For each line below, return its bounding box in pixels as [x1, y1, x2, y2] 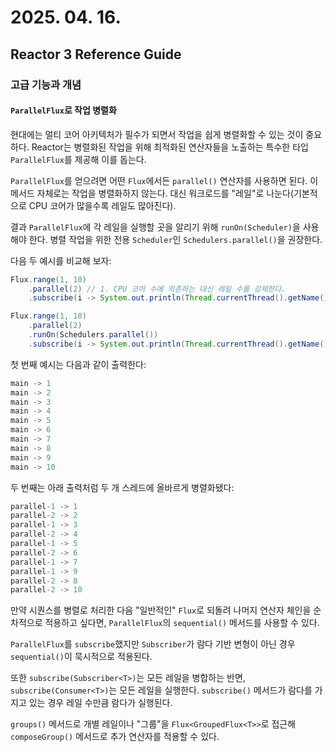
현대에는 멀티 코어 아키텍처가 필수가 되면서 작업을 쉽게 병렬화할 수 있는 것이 [10, 128, 304, 140]
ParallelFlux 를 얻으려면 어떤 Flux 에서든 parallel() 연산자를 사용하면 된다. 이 [10, 174, 319, 186]
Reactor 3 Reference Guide [10, 46, 182, 63]
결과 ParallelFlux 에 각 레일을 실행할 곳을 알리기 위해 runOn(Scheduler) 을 [10, 221, 301, 233]
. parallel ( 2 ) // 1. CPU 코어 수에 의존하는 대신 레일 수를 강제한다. [28, 284, 287, 294]
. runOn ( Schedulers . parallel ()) [28, 330, 159, 340]
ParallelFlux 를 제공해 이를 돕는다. [10, 153, 147, 165]
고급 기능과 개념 [10, 77, 82, 91]
